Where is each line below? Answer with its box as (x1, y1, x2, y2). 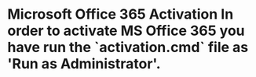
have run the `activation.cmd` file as (7, 39, 249, 56)
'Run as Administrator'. (7, 55, 162, 73)
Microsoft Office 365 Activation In (7, 5, 234, 23)
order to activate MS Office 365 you (7, 22, 245, 40)
